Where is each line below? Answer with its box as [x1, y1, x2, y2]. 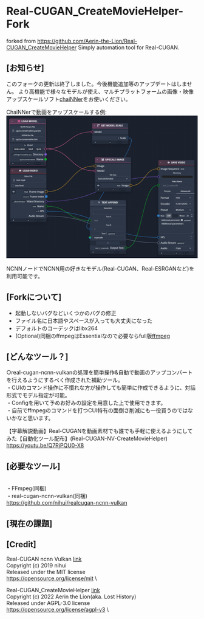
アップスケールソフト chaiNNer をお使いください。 [6, 95, 132, 103]
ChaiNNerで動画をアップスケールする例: [6, 108, 107, 116]
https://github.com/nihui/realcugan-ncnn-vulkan [6, 499, 127, 507]
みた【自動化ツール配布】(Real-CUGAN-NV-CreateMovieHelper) [6, 435, 168, 442]
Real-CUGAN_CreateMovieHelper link [6, 587, 100, 594]
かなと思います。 [11, 415, 54, 422]
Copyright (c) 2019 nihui [6, 562, 67, 569]
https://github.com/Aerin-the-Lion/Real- [37, 37, 138, 44]
